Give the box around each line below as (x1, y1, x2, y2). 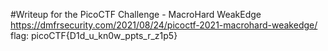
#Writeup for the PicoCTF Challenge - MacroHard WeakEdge (10, 9, 262, 20)
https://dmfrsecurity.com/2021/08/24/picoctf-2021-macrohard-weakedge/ (10, 19, 318, 31)
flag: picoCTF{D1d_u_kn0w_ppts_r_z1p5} (10, 30, 178, 41)
